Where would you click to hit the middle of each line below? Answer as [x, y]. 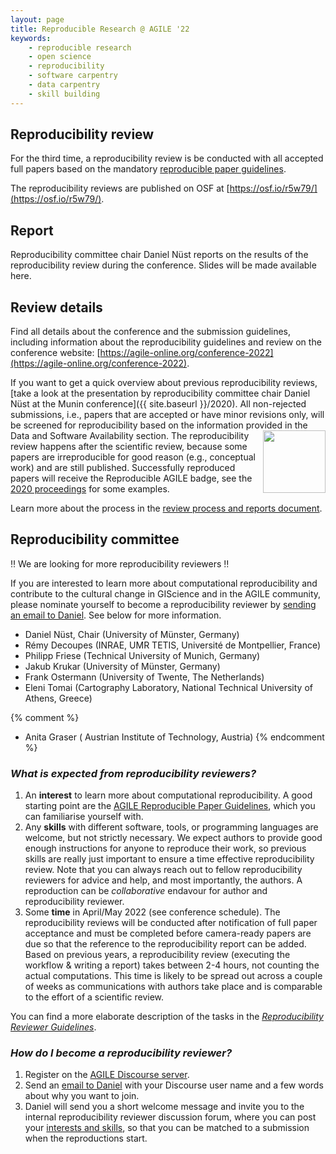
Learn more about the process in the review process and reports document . [166, 508]
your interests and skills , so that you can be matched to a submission [167, 1128]
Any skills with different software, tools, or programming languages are [171, 827]
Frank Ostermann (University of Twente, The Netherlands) [144, 677]
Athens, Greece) [58, 698]
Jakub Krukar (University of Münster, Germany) [122, 666]
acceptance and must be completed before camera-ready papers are [168, 933]
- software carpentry [73, 76]
